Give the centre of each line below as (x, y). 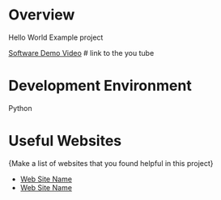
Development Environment (100, 86)
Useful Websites (65, 141)
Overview (42, 15)
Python (20, 108)
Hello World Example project (56, 37)
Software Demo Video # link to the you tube (81, 53)
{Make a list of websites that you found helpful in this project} (111, 163)
